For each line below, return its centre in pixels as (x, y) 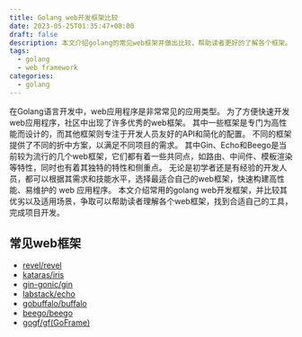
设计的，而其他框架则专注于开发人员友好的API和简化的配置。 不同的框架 (158, 133)
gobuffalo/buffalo (55, 304)
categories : (31, 76)
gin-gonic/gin (48, 285)
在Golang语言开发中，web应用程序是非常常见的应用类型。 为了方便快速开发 (150, 111)
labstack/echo (49, 294)
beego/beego (48, 313)
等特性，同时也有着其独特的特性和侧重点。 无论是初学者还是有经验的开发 (144, 167)
